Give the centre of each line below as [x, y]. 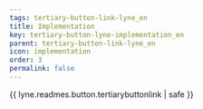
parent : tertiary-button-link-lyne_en [82, 43]
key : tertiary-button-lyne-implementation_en [97, 35]
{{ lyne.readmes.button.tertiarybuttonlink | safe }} [102, 94]
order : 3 [26, 60]
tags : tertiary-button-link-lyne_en [78, 18]
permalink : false [42, 69]
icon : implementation [50, 52]
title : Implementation [52, 26]
